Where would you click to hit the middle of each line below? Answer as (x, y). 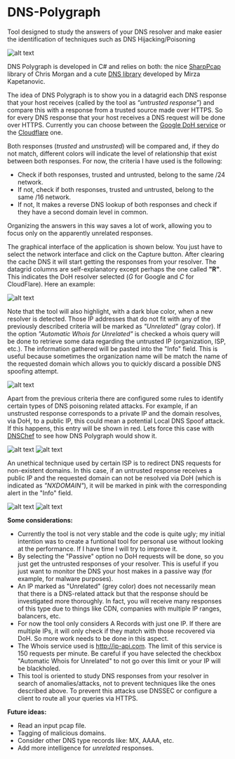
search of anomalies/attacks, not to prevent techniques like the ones (116, 683)
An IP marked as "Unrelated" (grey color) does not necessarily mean (116, 586)
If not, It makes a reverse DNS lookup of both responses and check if (117, 204)
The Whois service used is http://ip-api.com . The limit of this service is (120, 646)
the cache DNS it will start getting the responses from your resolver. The (112, 262)
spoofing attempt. (33, 371)
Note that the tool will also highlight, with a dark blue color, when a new (110, 311)
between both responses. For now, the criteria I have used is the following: (115, 161)
